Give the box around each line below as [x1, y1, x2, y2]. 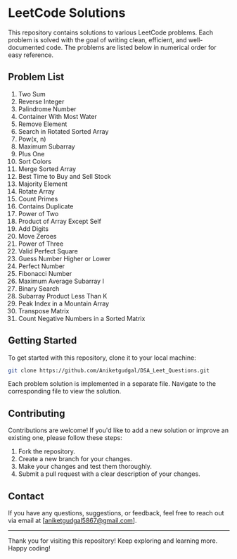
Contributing [8, 407, 65, 420]
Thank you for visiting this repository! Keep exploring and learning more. [8, 536, 218, 545]
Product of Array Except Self [18, 217, 101, 225]
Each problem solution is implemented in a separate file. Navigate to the [8, 379, 217, 388]
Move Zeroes [18, 232, 57, 240]
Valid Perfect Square [18, 246, 78, 255]
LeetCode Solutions [8, 5, 126, 21]
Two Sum [18, 89, 46, 98]
